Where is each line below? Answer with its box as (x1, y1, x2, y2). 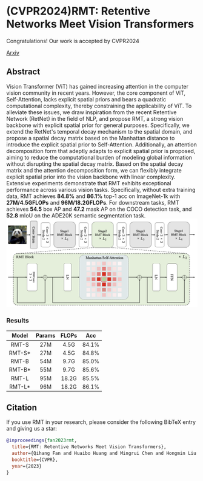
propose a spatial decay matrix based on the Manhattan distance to (6, 134, 175, 142)
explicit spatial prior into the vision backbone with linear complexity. (6, 173, 176, 180)
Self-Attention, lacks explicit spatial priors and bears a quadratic (6, 95, 167, 103)
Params (35, 332, 56, 339)
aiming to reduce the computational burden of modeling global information (6, 154, 193, 161)
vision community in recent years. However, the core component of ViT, (6, 89, 186, 97)
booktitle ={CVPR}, (12, 457, 59, 463)
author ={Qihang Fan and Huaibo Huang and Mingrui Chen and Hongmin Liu (12, 450, 197, 456)
